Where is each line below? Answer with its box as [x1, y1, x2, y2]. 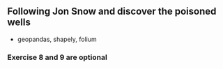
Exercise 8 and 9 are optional [7, 52, 108, 62]
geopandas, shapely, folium [17, 35, 98, 43]
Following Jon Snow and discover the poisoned [7, 6, 217, 17]
